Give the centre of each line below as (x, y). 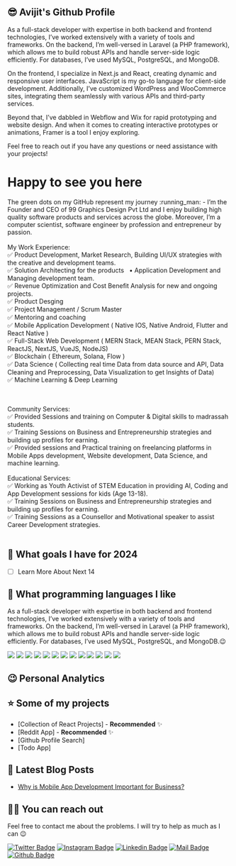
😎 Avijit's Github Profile (61, 12)
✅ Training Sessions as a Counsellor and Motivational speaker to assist (111, 516)
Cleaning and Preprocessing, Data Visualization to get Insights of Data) (111, 372)
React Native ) (28, 333)
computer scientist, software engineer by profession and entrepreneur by (114, 224)
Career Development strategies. (54, 524)
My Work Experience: (39, 247)
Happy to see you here (75, 182)
